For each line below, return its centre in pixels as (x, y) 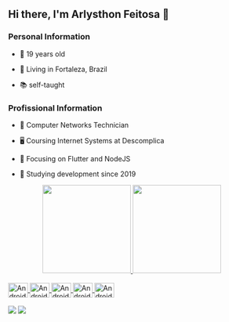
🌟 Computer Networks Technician (74, 125)
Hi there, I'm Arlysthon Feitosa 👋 (89, 14)
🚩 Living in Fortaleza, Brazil (63, 69)
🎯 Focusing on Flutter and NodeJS (75, 158)
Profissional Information (55, 108)
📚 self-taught (42, 85)
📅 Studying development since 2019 (78, 174)
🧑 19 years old (42, 54)
